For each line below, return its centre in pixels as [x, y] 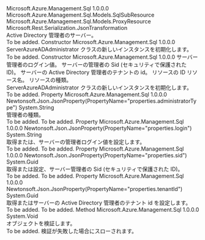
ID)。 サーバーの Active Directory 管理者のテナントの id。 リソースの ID [96, 72]
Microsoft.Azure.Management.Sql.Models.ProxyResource [79, 21]
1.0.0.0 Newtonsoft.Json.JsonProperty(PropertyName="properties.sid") [97, 155]
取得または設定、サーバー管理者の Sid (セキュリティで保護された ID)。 [95, 169]
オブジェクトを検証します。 [41, 223]
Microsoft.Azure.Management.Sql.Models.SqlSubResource [80, 15]
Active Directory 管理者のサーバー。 [51, 35]
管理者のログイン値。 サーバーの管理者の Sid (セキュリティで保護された [96, 65]
